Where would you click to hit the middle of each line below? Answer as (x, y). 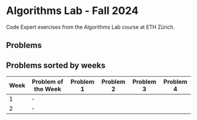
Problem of (47, 82)
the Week (48, 89)
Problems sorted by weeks (56, 65)
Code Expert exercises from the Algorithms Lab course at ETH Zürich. (90, 27)
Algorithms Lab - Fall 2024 (72, 11)
